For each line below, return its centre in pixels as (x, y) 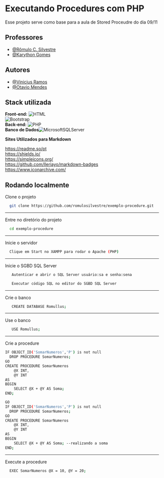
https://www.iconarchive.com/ (36, 170)
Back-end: (16, 125)
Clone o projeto (21, 197)
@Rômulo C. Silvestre (34, 49)
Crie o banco (18, 298)
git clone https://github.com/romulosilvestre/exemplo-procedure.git (82, 206)
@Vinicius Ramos (30, 82)
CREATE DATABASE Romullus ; (39, 306)
